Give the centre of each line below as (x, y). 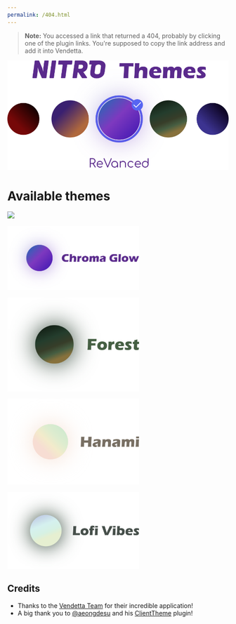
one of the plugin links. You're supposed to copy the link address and (125, 43)
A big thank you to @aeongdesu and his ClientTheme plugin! (105, 613)
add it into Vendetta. (54, 51)
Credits (24, 589)
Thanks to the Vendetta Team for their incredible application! (105, 605)
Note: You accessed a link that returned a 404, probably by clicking (123, 36)
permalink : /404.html (39, 15)
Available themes (59, 196)
